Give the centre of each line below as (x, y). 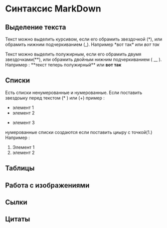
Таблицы (20, 168)
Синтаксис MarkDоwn (53, 9)
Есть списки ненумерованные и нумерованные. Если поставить (74, 92)
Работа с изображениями (47, 185)
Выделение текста (36, 27)
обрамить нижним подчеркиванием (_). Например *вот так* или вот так (82, 44)
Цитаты (18, 219)
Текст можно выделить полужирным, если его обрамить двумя (73, 54)
